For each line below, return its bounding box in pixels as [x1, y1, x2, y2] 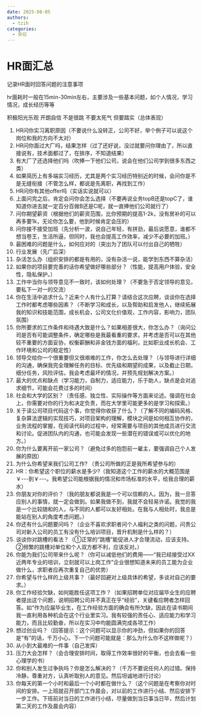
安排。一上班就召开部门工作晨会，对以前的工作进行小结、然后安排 [26, 687, 191, 694]
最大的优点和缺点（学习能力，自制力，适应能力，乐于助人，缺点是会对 [15, 377, 191, 384]
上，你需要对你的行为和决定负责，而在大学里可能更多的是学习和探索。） [15, 399, 194, 407]
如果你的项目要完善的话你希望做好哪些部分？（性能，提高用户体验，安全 [15, 263, 196, 270]
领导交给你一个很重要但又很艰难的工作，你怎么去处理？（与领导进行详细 [15, 354, 196, 361]
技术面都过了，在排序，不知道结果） [36, 150, 128, 157]
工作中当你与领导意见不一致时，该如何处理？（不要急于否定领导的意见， [15, 278, 196, 285]
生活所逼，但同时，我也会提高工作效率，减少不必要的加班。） [42, 233, 194, 240]
